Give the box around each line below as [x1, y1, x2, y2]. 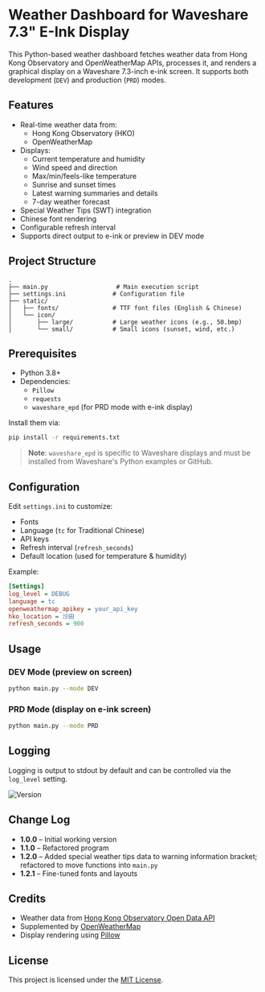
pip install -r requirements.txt [8, 433, 120, 442]
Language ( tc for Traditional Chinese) [19, 526, 145, 535]
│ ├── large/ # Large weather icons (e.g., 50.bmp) [8, 318, 243, 326]
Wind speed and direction [31, 163, 118, 172]
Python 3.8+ [19, 368, 62, 378]
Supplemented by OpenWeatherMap [19, 922, 141, 932]
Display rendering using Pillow [19, 930, 120, 940]
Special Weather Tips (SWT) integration [19, 205, 152, 215]
